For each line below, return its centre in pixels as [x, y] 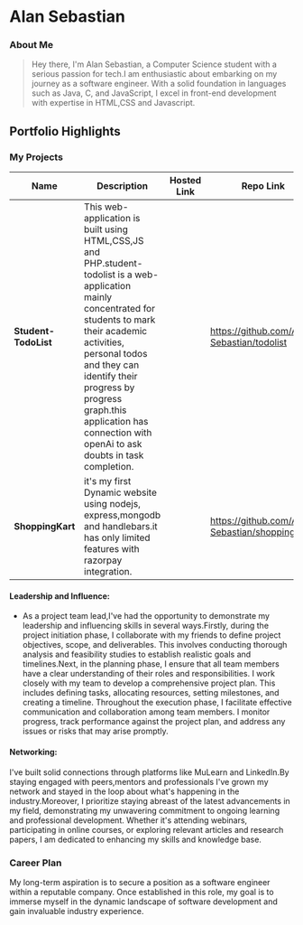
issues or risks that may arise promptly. [95, 731]
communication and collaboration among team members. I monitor [146, 712]
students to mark [120, 320]
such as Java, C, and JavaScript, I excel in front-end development [154, 93]
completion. [109, 467]
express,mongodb [123, 515]
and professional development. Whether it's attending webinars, [129, 820]
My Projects [36, 157]
